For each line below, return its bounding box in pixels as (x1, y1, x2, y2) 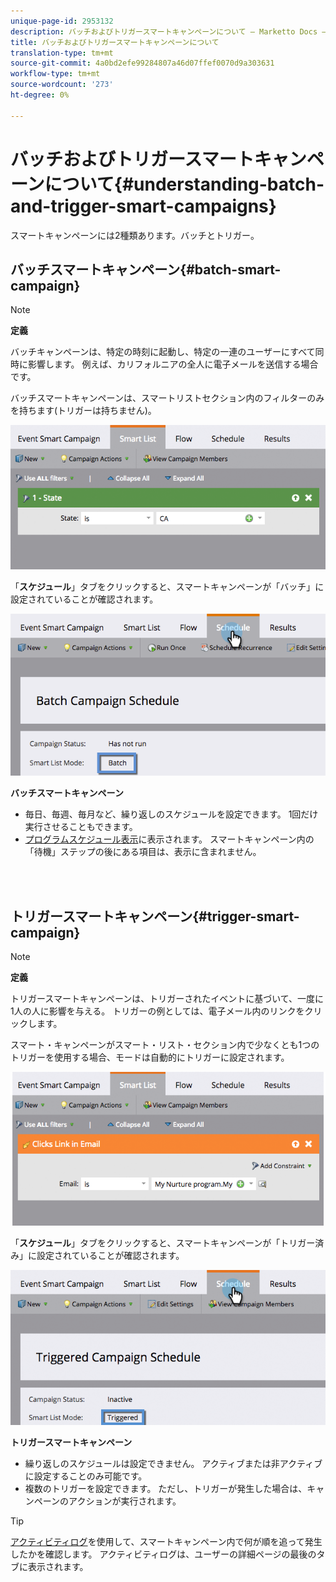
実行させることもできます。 (24, 821, 138, 833)
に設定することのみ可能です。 (24, 1470, 148, 1482)
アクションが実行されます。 (68, 1495, 182, 1507)
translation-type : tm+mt (10, 48, 114, 58)
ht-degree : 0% (10, 90, 70, 100)
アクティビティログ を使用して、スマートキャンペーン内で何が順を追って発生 (10, 1536, 323, 1548)
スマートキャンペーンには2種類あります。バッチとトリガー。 (10, 229, 260, 241)
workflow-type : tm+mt (10, 69, 101, 79)
